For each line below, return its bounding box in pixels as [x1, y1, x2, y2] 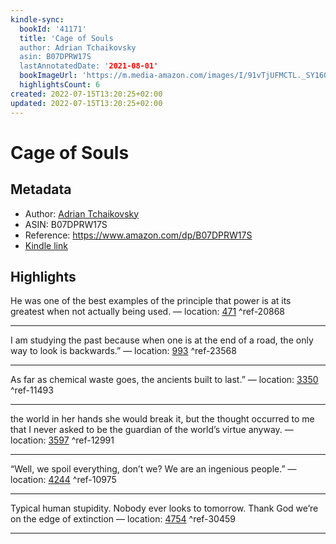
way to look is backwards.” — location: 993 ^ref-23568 [10, 345, 237, 357]
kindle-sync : [10, 14, 65, 25]
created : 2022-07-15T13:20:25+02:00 [10, 89, 163, 99]
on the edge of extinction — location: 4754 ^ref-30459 [10, 513, 236, 525]
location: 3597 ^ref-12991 [10, 434, 115, 446]
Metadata [10, 181, 72, 198]
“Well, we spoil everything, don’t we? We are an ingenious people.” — [10, 463, 297, 475]
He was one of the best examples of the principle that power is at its [10, 295, 292, 307]
